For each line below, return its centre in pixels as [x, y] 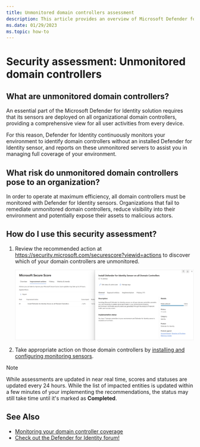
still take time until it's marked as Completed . [62, 398]
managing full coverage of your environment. [62, 154]
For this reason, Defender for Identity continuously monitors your [86, 135]
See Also [23, 417]
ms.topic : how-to [28, 32]
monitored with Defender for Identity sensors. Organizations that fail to [93, 203]
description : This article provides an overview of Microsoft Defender [97, 19]
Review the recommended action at [58, 248]
